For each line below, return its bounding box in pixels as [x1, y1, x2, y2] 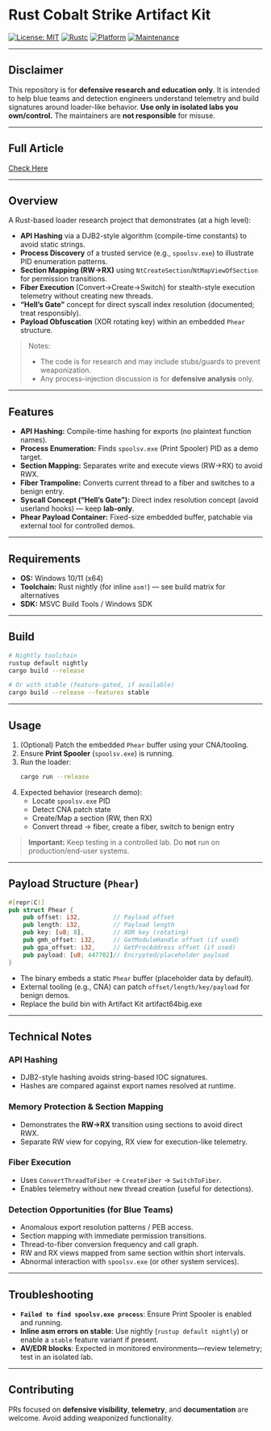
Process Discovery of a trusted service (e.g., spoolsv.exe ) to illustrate [19, 248, 254, 258]
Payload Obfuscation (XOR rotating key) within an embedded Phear [19, 317, 246, 326]
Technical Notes [8, 1029, 93, 1043]
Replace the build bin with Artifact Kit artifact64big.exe [19, 999, 202, 1008]
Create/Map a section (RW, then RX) [31, 813, 153, 823]
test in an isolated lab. [19, 1352, 94, 1362]
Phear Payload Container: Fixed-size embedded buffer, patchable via [19, 512, 253, 522]
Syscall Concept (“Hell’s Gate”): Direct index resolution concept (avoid [19, 495, 259, 505]
